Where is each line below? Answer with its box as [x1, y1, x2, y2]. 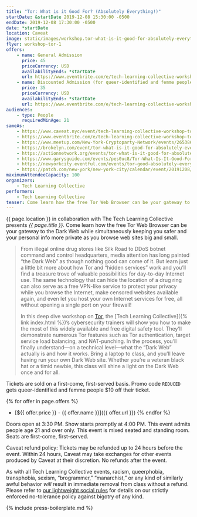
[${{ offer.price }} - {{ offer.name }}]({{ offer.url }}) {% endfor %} [14, 409, 171, 416]
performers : [6, 188, 35, 194]
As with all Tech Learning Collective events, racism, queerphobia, [6, 468, 164, 475]
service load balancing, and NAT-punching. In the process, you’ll [20, 338, 177, 345]
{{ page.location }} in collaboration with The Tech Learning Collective [6, 215, 174, 223]
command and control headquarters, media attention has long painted [20, 251, 189, 258]
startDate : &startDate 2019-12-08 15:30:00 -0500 [6, 14, 130, 20]
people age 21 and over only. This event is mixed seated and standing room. [6, 427, 190, 434]
